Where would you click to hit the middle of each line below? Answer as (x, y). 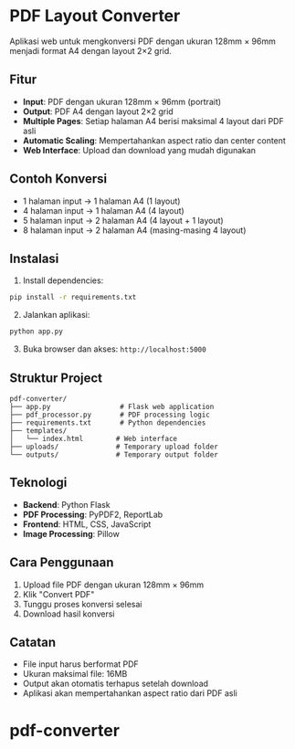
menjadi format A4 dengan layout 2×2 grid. (90, 50)
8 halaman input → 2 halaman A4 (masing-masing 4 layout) (134, 230)
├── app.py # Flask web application (112, 406)
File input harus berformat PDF (80, 664)
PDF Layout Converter (95, 16)
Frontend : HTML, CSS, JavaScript (87, 524)
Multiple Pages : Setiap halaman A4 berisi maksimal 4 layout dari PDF (153, 121)
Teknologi (38, 483)
